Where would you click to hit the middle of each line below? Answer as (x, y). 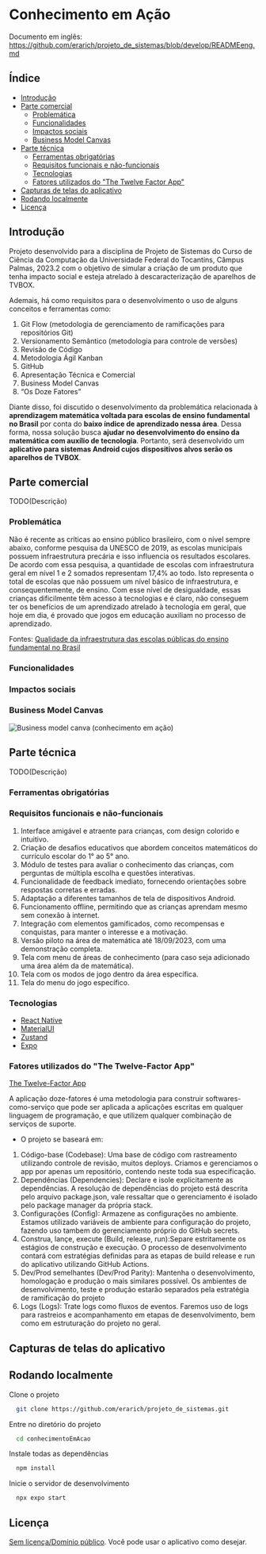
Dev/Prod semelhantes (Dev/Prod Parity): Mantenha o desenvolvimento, (138, 1273)
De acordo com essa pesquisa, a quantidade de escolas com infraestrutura (131, 564)
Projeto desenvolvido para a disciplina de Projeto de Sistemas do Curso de (131, 251)
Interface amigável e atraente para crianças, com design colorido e (130, 831)
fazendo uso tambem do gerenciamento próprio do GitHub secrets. (130, 1230)
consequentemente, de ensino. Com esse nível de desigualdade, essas (125, 589)
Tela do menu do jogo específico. (75, 982)
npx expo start (41, 1498)
